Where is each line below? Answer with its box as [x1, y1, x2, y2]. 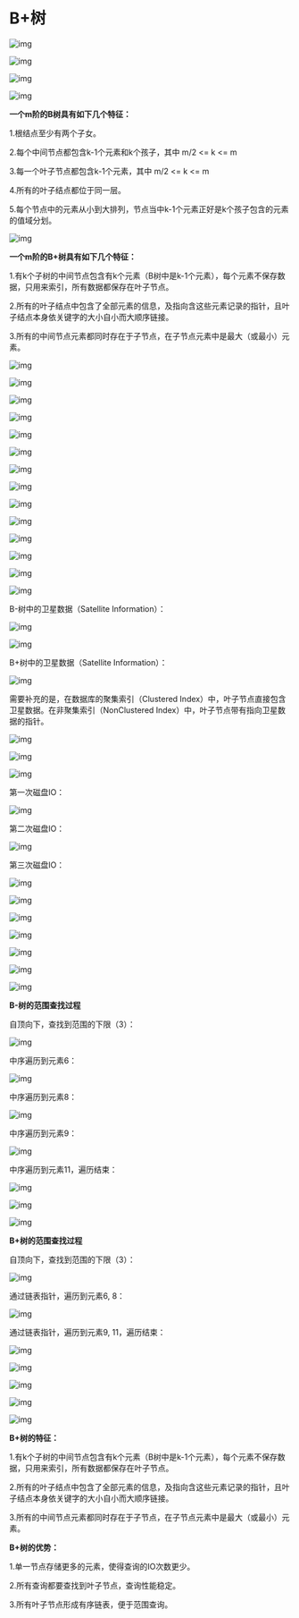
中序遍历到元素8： [9, 1091, 78, 1102]
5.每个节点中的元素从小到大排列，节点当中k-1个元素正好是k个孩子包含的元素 [9, 203, 289, 215]
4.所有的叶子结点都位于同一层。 [9, 184, 127, 195]
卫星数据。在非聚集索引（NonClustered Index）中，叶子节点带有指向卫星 [9, 704, 278, 716]
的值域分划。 [9, 215, 56, 225]
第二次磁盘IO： [9, 823, 65, 834]
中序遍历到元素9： [9, 1128, 78, 1139]
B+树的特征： [9, 1432, 60, 1443]
